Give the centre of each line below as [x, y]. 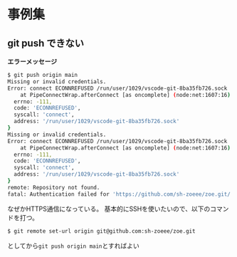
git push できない [46, 43]
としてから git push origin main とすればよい [74, 246]
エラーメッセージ [32, 62]
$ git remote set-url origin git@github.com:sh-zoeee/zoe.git [101, 231]
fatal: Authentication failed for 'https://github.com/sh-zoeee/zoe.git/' [121, 194]
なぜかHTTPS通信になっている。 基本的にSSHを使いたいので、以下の [109, 209]
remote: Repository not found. [54, 187]
